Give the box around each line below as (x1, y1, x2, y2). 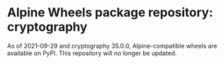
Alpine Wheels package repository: (7, 5, 214, 20)
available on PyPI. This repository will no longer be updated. (7, 49, 177, 57)
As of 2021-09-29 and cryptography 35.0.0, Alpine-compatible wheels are (7, 42, 218, 50)
